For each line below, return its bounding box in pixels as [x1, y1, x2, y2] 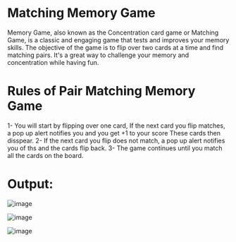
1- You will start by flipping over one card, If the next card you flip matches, [7, 121, 225, 130]
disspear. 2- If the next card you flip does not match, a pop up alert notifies [7, 136, 225, 145]
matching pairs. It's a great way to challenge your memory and [7, 51, 190, 59]
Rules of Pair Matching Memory [7, 83, 196, 99]
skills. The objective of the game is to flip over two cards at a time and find [7, 43, 224, 52]
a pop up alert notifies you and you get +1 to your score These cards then [7, 128, 221, 137]
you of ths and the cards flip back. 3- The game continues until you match [7, 143, 223, 152]
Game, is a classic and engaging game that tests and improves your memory [7, 35, 230, 44]
